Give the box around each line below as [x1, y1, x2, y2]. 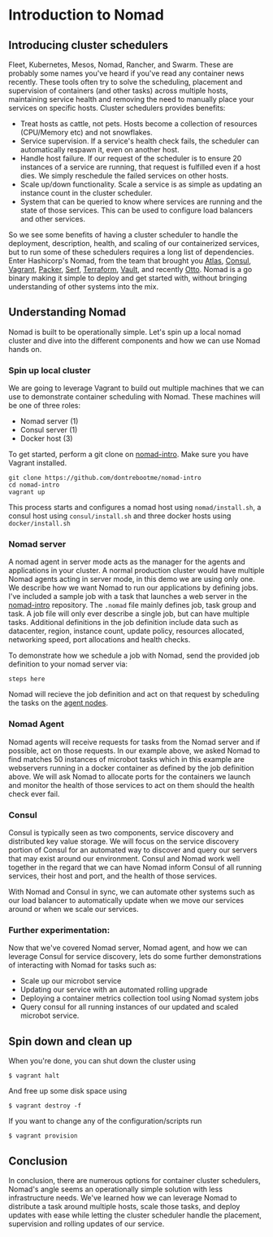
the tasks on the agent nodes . [8, 698, 108, 708]
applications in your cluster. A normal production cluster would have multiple [8, 566, 265, 575]
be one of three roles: [8, 401, 81, 411]
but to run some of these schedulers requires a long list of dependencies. [8, 247, 254, 257]
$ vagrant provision [8, 1132, 79, 1140]
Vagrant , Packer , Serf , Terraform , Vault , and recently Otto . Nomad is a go [8, 265, 253, 274]
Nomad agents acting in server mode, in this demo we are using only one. [8, 574, 256, 584]
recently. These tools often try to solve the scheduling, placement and [8, 77, 243, 86]
